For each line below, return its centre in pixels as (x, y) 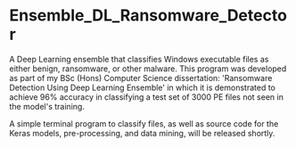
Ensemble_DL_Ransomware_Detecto (148, 16)
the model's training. (47, 106)
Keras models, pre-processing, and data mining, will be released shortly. (142, 133)
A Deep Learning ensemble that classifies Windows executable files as (139, 59)
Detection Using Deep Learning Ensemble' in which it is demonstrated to (143, 87)
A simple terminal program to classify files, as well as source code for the (144, 123)
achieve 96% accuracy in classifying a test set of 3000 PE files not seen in (146, 97)
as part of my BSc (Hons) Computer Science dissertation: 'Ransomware (141, 78)
